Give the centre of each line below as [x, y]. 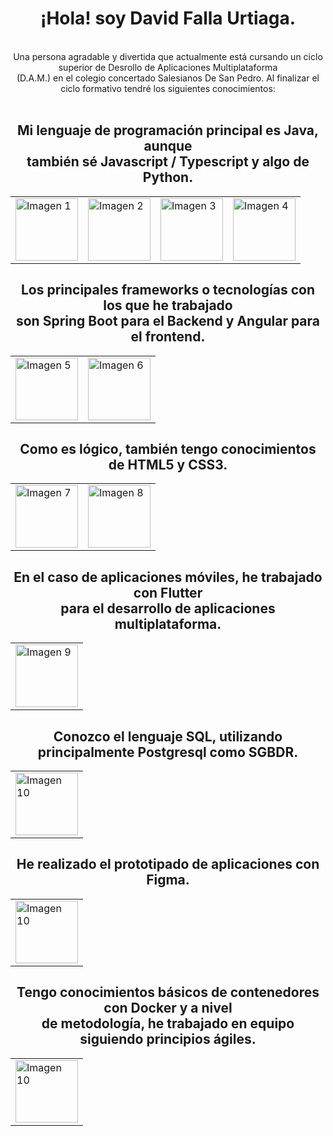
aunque [168, 146]
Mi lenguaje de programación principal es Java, [168, 130]
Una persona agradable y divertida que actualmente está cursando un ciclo [168, 56]
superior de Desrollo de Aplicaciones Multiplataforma [168, 67]
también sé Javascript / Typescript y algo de [168, 162]
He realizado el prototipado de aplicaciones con [168, 864]
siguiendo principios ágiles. [168, 1039]
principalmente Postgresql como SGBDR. [168, 752]
